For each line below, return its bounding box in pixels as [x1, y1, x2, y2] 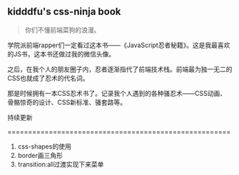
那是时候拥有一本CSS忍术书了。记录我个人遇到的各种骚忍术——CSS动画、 [7, 89, 227, 97]
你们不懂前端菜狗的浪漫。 [24, 25, 101, 34]
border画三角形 [17, 151, 63, 159]
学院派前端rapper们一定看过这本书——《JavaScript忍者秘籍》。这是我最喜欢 [7, 41, 230, 49]
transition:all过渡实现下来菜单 [17, 160, 104, 169]
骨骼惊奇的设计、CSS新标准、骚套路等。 [7, 98, 127, 106]
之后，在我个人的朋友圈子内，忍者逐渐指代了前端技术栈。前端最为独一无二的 [7, 64, 233, 74]
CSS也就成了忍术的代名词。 [7, 74, 89, 82]
